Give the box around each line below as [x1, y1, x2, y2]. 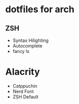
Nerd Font [12, 88, 34, 94]
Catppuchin [12, 83, 37, 89]
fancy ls [12, 48, 30, 54]
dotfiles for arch [5, 4, 75, 15]
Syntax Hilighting [12, 37, 49, 43]
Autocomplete [12, 43, 42, 49]
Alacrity [5, 66, 40, 77]
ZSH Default [12, 93, 39, 100]
